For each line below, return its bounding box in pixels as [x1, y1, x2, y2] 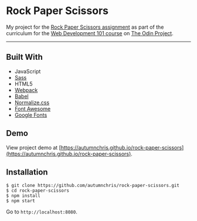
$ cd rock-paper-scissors [6, 188, 69, 194]
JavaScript [14, 67, 41, 74]
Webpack [14, 86, 38, 93]
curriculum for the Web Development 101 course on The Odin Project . [6, 29, 174, 36]
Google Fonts [14, 111, 47, 118]
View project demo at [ [6, 144, 62, 151]
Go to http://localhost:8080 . [6, 208, 77, 215]
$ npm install [6, 193, 41, 199]
